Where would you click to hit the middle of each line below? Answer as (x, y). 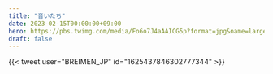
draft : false (30, 39)
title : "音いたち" (37, 16)
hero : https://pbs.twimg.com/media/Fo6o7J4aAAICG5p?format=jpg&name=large (138, 31)
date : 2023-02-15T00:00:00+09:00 (65, 24)
